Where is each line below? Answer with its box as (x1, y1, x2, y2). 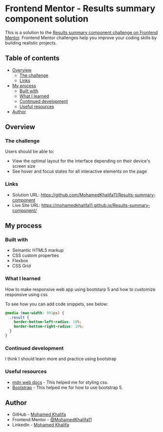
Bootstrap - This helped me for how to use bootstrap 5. (12, 385, 123, 390)
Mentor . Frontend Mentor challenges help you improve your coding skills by (5, 35, 157, 41)
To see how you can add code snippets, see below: (5, 301, 108, 307)
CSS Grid (12, 263, 31, 269)
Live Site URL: (12, 202, 41, 208)
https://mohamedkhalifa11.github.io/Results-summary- (41, 202, 150, 208)
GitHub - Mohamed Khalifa (12, 411, 66, 417)
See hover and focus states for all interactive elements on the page (12, 168, 147, 174)
